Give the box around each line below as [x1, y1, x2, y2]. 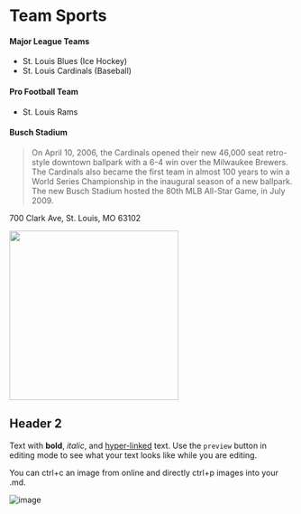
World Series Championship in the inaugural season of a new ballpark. [31, 175, 293, 186]
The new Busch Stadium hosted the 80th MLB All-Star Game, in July [31, 185, 286, 196]
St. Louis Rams [22, 106, 78, 117]
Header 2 [9, 416, 63, 432]
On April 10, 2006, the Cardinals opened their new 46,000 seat [31, 146, 264, 158]
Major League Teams [9, 35, 90, 46]
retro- [265, 146, 287, 158]
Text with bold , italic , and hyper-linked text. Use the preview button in [9, 440, 268, 451]
